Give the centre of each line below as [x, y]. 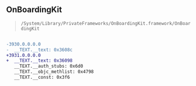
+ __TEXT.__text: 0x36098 [39, 61]
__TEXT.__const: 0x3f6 [42, 77]
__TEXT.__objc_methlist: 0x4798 [54, 72]
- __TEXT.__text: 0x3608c [39, 50]
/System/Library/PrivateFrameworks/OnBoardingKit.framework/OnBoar [105, 23]
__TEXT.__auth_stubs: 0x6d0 [49, 66]
